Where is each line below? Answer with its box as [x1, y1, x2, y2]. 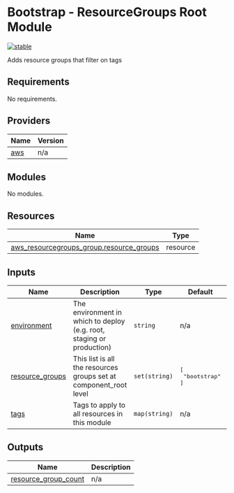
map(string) [133, 410, 173, 417]
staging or [72, 334, 107, 343]
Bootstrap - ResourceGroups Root [7, 4, 207, 20]
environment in [72, 308, 122, 317]
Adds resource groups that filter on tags [7, 55, 123, 64]
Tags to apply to [72, 400, 126, 410]
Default [187, 287, 214, 296]
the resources [72, 363, 118, 372]
